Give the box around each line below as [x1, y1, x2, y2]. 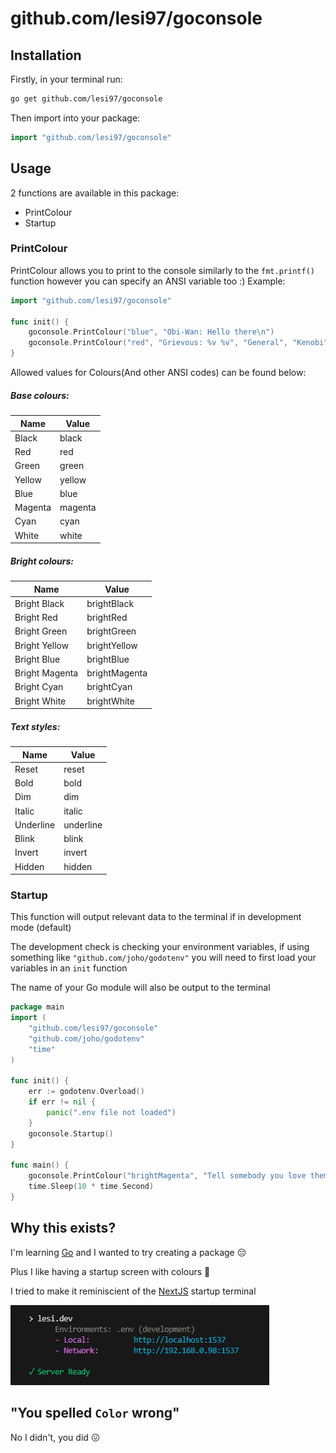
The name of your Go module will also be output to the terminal [10, 982, 271, 994]
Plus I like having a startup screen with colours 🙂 [10, 1265, 211, 1277]
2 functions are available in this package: [10, 187, 180, 199]
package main [10, 1002, 65, 1012]
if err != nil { [28, 1097, 97, 1107]
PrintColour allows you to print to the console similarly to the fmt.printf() [10, 264, 315, 276]
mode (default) [10, 922, 72, 934]
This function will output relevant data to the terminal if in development [10, 911, 302, 923]
